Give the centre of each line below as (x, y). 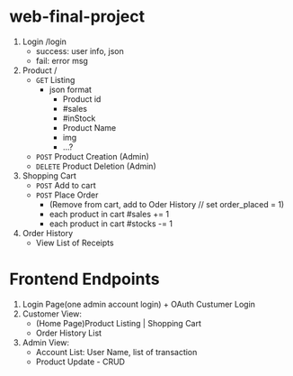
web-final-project (77, 17)
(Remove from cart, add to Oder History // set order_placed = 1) (167, 204)
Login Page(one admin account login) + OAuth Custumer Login (139, 304)
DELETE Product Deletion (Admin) (96, 166)
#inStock (79, 118)
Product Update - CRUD (80, 362)
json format (71, 89)
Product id (82, 99)
